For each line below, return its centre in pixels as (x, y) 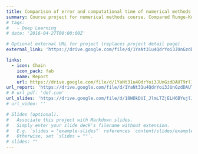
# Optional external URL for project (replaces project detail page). (95, 44)
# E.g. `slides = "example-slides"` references (68, 131)
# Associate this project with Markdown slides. (70, 120)
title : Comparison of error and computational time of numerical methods (99, 11)
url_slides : (21, 98)
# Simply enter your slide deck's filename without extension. (88, 125)
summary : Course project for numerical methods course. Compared (88, 17)
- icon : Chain (29, 65)
